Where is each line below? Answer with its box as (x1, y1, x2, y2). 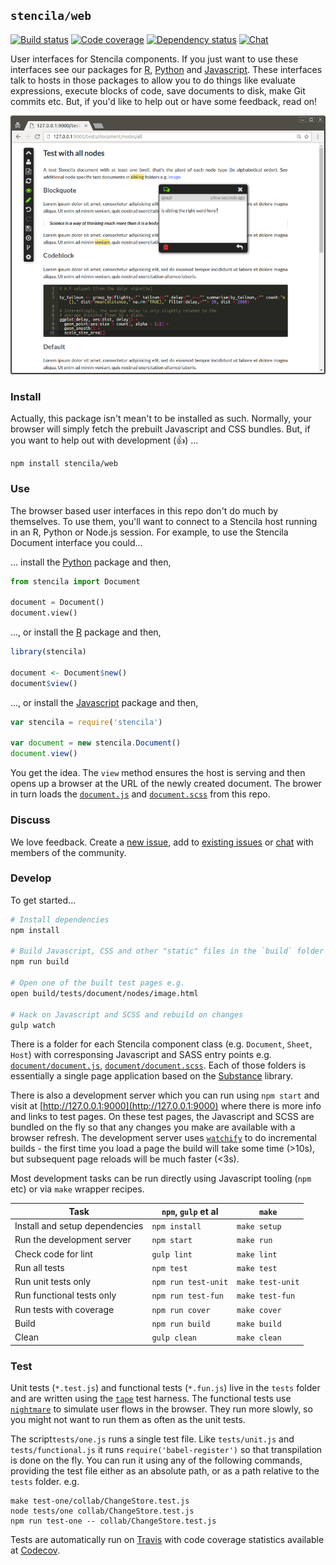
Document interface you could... (10, 536, 143, 548)
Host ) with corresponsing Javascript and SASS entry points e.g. (10, 1049, 272, 1061)
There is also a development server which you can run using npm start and (10, 1089, 320, 1102)
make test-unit (236, 1278, 300, 1288)
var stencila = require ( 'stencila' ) (10, 717, 163, 727)
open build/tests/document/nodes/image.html (10, 988, 199, 998)
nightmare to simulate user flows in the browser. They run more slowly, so (10, 1403, 313, 1415)
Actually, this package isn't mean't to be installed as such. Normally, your (10, 413, 312, 425)
